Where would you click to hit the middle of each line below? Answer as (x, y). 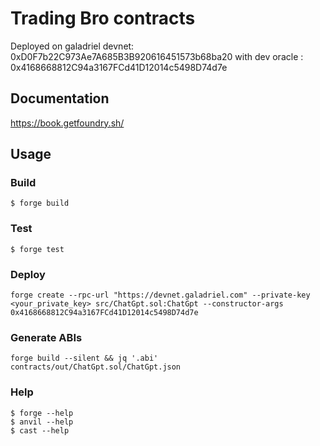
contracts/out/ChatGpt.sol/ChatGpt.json (96, 367)
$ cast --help (40, 430)
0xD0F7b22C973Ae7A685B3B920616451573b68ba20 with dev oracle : (157, 56)
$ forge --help (42, 413)
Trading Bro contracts (103, 18)
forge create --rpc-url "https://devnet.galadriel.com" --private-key (160, 295)
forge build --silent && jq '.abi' (84, 358)
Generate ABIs (46, 337)
